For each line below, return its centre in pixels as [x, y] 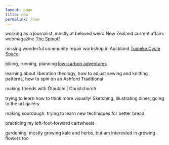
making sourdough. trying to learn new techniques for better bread [75, 113]
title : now [17, 15]
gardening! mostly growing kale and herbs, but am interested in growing [80, 133]
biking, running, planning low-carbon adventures [56, 64]
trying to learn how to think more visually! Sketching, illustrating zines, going [85, 98]
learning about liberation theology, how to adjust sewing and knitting [77, 74]
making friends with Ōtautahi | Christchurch [51, 89]
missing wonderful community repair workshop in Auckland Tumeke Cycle [83, 49]
